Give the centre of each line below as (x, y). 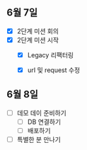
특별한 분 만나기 (39, 139)
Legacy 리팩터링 (51, 54)
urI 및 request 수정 (54, 70)
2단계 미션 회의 (38, 31)
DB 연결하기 (44, 122)
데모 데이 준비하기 (41, 112)
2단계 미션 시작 (38, 40)
